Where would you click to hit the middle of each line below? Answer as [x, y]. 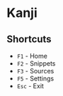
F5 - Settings [35, 78]
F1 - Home [32, 56]
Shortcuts [29, 39]
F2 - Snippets [36, 64]
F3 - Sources [35, 71]
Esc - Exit [30, 86]
